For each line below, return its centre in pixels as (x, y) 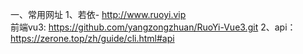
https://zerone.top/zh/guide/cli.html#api (92, 38)
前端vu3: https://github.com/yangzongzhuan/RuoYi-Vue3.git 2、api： (153, 27)
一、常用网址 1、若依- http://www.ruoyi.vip (98, 14)
